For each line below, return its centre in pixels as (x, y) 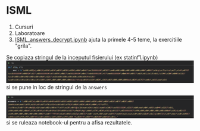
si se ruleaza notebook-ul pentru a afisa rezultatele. (69, 122)
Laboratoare (30, 33)
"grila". (23, 46)
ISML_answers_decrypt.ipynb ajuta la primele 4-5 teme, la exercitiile (99, 39)
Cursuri (24, 27)
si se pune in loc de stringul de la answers (57, 88)
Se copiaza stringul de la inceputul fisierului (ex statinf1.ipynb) (82, 57)
